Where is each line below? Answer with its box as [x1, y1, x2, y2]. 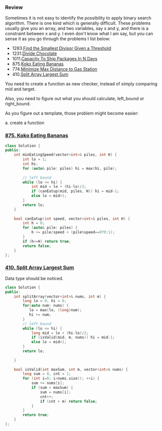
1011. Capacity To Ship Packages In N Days [12, 56, 98, 62]
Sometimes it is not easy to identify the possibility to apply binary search [5, 15, 152, 21]
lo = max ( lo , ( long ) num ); [29, 308, 82, 313]
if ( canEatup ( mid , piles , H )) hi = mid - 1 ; [31, 189, 119, 194]
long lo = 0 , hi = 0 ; [23, 299, 67, 304]
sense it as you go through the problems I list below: [5, 36, 111, 42]
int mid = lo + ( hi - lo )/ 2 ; [31, 184, 87, 189]
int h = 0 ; [23, 221, 45, 226]
